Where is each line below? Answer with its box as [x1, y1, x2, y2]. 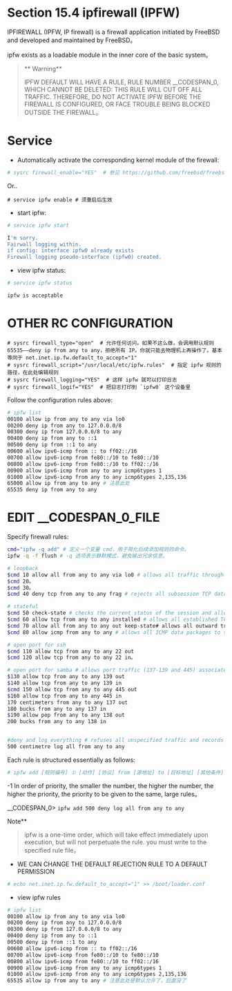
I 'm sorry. [7, 234, 39, 242]
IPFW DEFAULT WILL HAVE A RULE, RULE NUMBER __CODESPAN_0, [23, 78, 219, 86]
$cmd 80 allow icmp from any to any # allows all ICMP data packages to [7, 628, 221, 636]
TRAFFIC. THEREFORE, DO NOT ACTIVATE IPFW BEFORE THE [23, 92, 202, 101]
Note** [7, 817, 28, 825]
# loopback [7, 565, 39, 572]
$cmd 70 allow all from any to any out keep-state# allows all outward [7, 622, 217, 629]
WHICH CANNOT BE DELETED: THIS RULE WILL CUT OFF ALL [23, 85, 202, 93]
